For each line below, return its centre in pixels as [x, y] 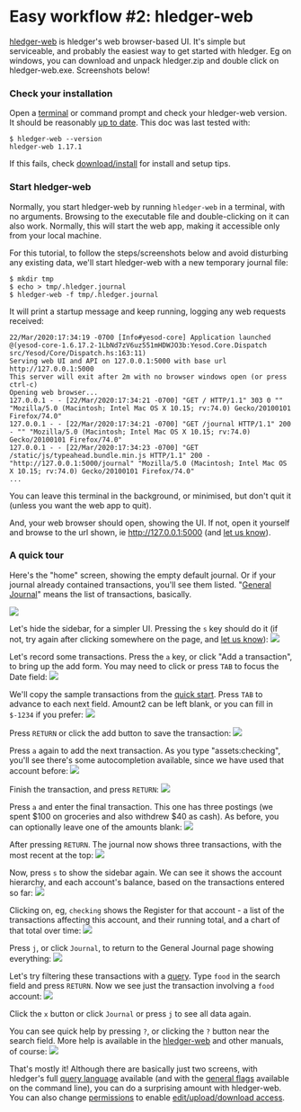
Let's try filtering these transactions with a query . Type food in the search [145, 976]
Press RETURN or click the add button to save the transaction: [120, 733]
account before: [39, 770]
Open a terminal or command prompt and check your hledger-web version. [148, 113]
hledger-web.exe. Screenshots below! [80, 70]
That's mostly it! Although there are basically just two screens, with [133, 1069]
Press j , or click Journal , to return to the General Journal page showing [142, 947]
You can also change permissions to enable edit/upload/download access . [147, 1097]
